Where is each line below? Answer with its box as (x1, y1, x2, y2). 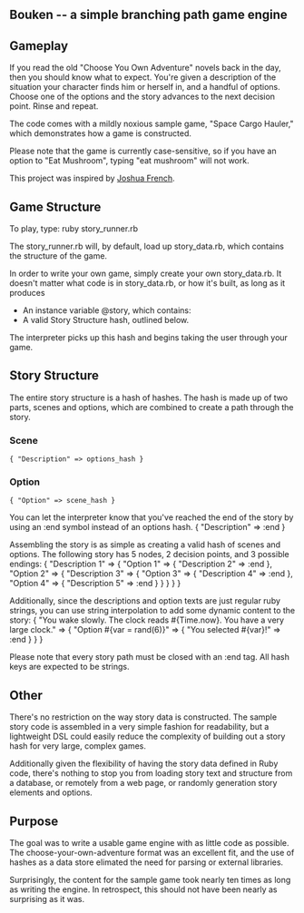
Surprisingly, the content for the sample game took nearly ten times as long (9, 875, 291, 886)
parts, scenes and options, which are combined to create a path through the (9, 401, 294, 412)
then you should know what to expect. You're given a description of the (9, 72, 277, 83)
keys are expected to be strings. (9, 662, 130, 672)
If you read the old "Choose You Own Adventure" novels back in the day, (9, 63, 281, 74)
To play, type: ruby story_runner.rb (9, 223, 139, 234)
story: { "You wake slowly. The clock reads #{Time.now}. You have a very (9, 614, 284, 625)
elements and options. (9, 787, 93, 798)
